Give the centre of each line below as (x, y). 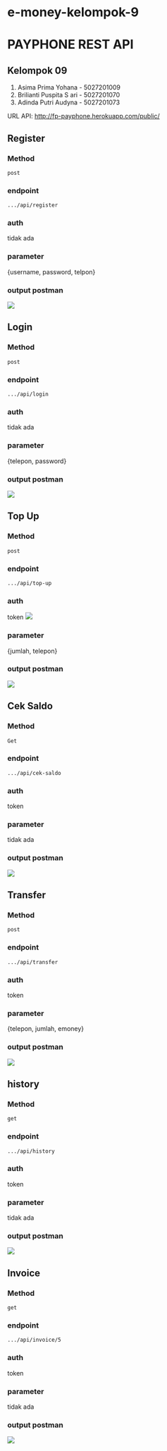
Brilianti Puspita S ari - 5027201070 (69, 95)
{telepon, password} (37, 461)
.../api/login (28, 394)
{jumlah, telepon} (32, 651)
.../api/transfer (33, 962)
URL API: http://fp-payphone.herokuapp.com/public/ (83, 116)
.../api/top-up (30, 583)
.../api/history (31, 1151)
